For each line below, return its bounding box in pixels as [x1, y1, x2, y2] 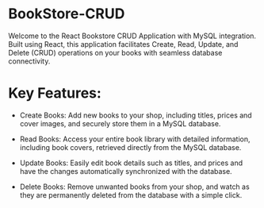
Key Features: [8, 84, 101, 102]
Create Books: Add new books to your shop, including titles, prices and [19, 110, 252, 120]
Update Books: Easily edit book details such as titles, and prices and [19, 158, 243, 168]
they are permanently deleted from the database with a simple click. [19, 190, 243, 199]
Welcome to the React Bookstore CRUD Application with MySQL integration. [8, 31, 256, 40]
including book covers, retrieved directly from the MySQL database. [19, 142, 242, 152]
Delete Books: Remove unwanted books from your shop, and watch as [19, 182, 250, 191]
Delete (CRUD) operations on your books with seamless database [8, 48, 223, 57]
